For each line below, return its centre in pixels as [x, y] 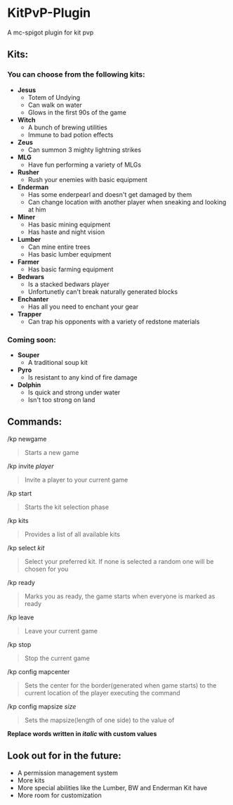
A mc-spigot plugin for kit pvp [51, 32]
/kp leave [21, 617]
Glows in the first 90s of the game [77, 112]
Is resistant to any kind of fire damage [83, 377]
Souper [28, 355]
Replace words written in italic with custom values [82, 733]
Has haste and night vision [66, 232]
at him [37, 210]
